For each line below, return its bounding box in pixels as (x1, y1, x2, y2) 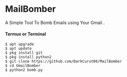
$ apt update (5, 46, 32, 51)
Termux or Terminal (5, 31, 46, 37)
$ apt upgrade (5, 42, 34, 47)
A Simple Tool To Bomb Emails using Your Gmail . (5, 20, 105, 26)
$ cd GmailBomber (5, 63, 41, 68)
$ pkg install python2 (5, 55, 52, 60)
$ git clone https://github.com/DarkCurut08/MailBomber (5, 59, 122, 64)
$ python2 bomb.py (5, 68, 43, 73)
